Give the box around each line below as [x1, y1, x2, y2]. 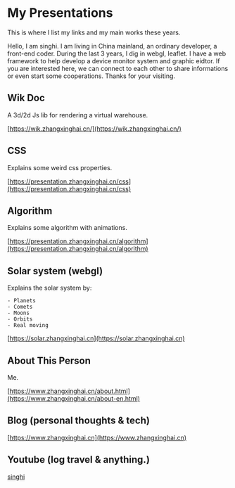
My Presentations [7, 5, 113, 21]
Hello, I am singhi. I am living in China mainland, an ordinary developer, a [7, 41, 217, 50]
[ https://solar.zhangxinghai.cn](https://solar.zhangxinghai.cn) [7, 334, 185, 342]
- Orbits [7, 316, 33, 323]
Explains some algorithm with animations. [7, 224, 128, 232]
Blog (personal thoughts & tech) [7, 415, 150, 427]
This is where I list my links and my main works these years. [7, 28, 181, 37]
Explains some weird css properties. [7, 163, 113, 172]
